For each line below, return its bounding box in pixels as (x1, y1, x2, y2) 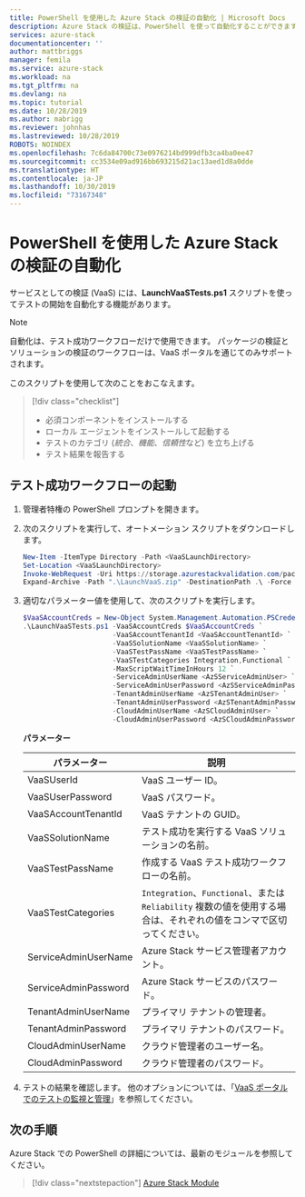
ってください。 (141, 927, 205, 940)
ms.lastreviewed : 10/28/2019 (9, 132, 120, 141)
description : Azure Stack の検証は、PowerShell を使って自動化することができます (9, 22, 297, 31)
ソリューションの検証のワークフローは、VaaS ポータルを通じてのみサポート (9, 346, 293, 357)
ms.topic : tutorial (9, 97, 84, 107)
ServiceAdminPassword (26, 981, 130, 993)
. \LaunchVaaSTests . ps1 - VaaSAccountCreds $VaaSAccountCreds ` (22, 622, 263, 632)
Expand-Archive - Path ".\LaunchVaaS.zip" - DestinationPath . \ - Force (22, 578, 292, 587)
